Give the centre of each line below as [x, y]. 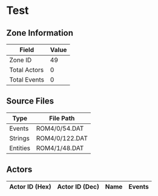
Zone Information [40, 33]
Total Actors [27, 70]
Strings [20, 138]
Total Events [27, 80]
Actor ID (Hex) [30, 186]
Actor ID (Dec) [78, 186]
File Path [62, 118]
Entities [20, 148]
